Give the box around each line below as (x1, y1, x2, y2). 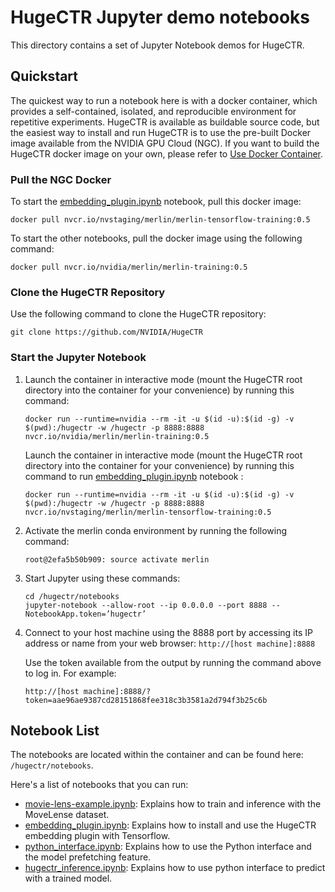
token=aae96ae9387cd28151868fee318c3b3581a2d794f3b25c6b (24, 695, 268, 705)
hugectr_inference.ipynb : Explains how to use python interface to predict (24, 862, 326, 874)
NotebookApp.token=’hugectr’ (24, 609, 147, 619)
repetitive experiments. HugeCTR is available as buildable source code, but (10, 116, 320, 128)
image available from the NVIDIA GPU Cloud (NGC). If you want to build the (10, 137, 320, 149)
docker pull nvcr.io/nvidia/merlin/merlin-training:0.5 (10, 262, 248, 273)
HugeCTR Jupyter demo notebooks (10, 6, 310, 29)
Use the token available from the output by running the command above (24, 656, 322, 668)
